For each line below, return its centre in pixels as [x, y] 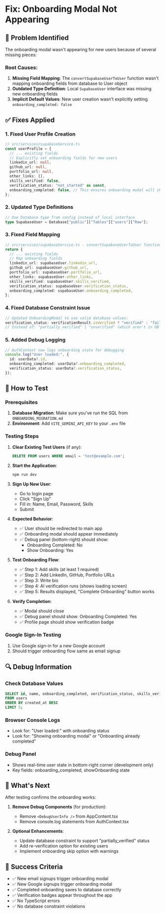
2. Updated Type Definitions [39, 207]
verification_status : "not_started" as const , [58, 185]
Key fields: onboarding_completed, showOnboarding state [71, 770]
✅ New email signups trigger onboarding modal [60, 879]
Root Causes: [21, 68]
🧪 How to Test [27, 389]
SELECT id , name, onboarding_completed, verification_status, [70, 694]
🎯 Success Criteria [34, 866]
